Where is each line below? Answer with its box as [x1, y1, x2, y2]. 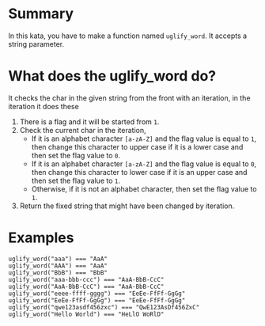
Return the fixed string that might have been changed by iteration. [19, 201, 235, 210]
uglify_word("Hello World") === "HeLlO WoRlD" [8, 310, 165, 318]
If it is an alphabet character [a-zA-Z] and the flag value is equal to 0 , [31, 159, 257, 169]
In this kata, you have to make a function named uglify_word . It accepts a [8, 31, 248, 40]
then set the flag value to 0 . [31, 150, 121, 160]
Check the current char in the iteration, [19, 125, 146, 135]
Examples [8, 229, 74, 247]
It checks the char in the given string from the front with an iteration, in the [8, 93, 251, 103]
